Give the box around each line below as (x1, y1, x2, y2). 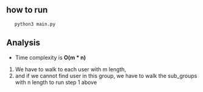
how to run (6, 5, 48, 15)
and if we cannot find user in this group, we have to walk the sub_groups (15, 72, 198, 79)
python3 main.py (14, 21, 56, 27)
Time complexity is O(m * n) (15, 54, 86, 61)
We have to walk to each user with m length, (15, 65, 126, 73)
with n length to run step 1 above (15, 79, 97, 86)
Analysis (6, 38, 41, 48)
